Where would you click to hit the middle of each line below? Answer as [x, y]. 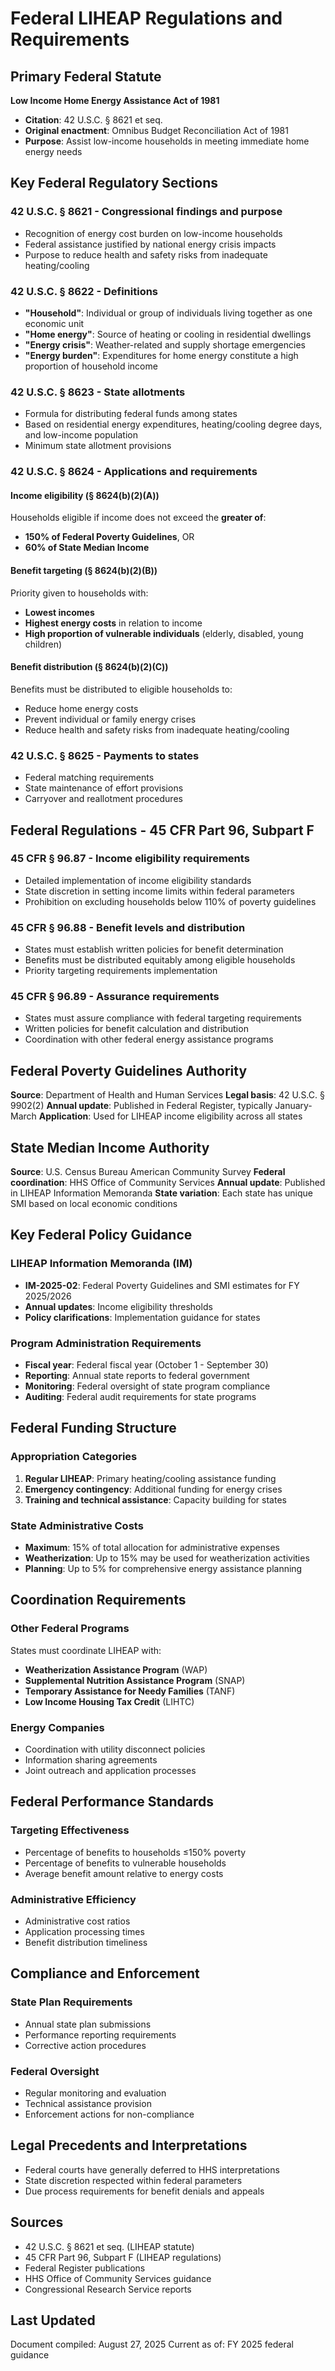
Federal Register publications [85, 2268]
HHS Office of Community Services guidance [118, 2278]
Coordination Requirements [98, 1600]
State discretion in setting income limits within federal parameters [159, 891]
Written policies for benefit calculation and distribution [136, 1029]
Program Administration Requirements [106, 1343]
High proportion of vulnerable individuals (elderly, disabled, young [164, 633]
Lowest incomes [59, 612]
